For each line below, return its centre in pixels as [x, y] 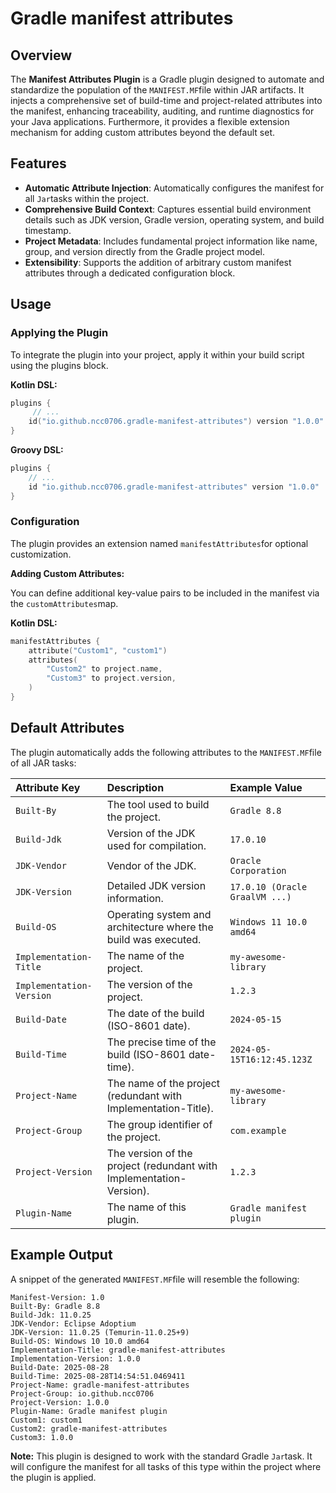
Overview [41, 55]
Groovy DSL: [37, 450]
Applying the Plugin [59, 333]
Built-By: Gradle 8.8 [55, 1306]
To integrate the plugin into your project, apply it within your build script [157, 354]
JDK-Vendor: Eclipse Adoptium [73, 1323]
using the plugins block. [59, 365]
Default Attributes [67, 728]
